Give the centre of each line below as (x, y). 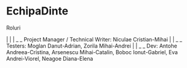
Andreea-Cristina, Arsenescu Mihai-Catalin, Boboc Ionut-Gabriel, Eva (92, 52)
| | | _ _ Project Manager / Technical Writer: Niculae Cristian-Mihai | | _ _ (94, 39)
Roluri (14, 28)
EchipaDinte (37, 11)
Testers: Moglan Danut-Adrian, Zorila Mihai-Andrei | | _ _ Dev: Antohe (92, 46)
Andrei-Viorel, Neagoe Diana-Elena (50, 58)
